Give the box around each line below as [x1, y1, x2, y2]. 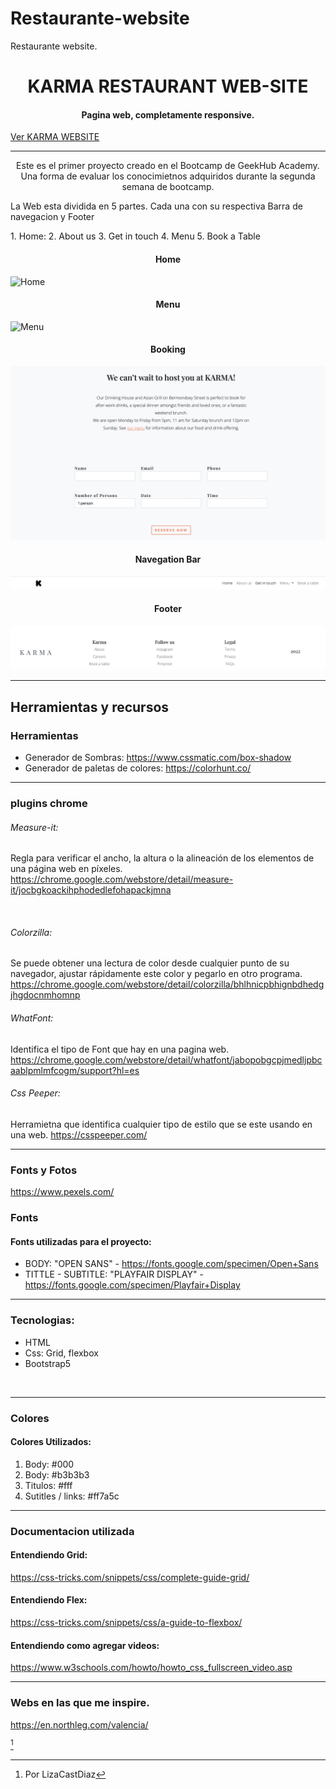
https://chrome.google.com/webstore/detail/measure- [10, 873, 234, 886]
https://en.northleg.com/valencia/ [10, 1718, 149, 1731]
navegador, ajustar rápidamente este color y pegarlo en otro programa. [10, 968, 303, 980]
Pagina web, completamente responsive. [81, 108, 255, 121]
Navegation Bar [134, 553, 202, 566]
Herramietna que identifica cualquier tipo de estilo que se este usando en [10, 1118, 313, 1130]
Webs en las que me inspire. [10, 1696, 150, 1710]
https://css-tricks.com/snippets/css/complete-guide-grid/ [10, 1571, 250, 1583]
